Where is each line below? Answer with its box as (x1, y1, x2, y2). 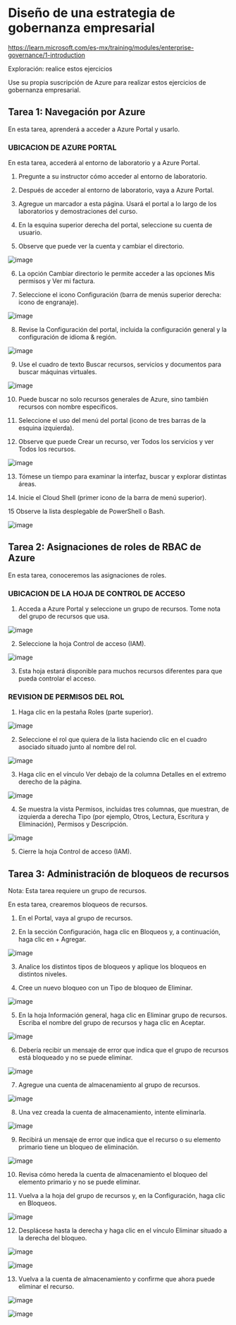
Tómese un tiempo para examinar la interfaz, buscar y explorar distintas (18, 472, 228, 481)
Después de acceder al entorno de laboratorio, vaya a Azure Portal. (18, 186, 214, 195)
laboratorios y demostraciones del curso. (18, 207, 138, 216)
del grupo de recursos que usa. (18, 612, 110, 620)
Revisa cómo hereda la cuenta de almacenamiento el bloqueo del (18, 1170, 208, 1179)
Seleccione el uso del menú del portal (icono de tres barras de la (18, 416, 206, 425)
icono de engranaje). (18, 298, 79, 306)
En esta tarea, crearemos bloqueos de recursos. (8, 900, 148, 909)
